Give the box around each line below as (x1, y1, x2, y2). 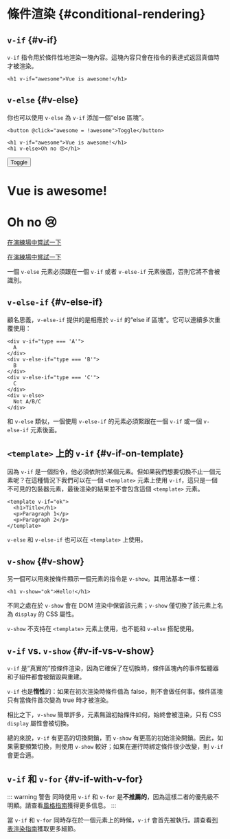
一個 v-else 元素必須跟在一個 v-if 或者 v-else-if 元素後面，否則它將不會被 (7, 267, 220, 275)
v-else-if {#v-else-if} (7, 297, 103, 308)
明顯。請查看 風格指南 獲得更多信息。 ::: (7, 801, 117, 809)
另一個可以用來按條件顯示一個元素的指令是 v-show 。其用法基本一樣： (7, 575, 202, 583)
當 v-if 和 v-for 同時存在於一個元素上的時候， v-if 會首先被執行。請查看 (7, 816, 212, 824)
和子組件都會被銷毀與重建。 (7, 672, 86, 681)
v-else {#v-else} (7, 94, 79, 106)
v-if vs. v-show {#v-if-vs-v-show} (7, 645, 154, 657)
